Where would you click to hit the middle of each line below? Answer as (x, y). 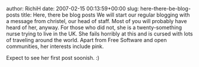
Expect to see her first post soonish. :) (53, 58)
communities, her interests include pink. (55, 46)
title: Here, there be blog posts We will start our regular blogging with (105, 15)
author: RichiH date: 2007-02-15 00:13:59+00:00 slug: (73, 9)
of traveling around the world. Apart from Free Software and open (87, 40)
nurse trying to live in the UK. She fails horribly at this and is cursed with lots (99, 34)
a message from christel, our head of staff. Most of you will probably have (97, 21)
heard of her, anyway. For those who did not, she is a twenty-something (94, 27)
